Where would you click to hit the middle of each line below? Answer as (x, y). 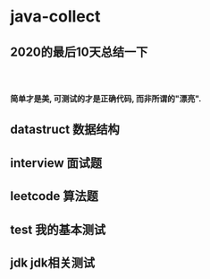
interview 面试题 (56, 163)
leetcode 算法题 (55, 196)
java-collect (55, 17)
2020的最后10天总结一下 (79, 52)
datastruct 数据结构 (65, 130)
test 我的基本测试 (58, 229)
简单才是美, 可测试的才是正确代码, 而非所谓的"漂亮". (106, 99)
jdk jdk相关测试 (53, 262)
